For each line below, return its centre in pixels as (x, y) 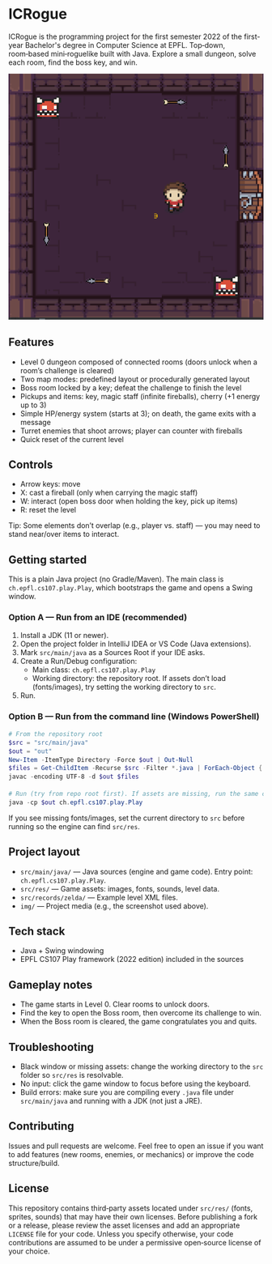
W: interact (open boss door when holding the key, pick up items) (129, 501)
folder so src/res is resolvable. (72, 1075)
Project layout (45, 852)
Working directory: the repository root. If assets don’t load (129, 678)
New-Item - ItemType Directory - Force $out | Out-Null (101, 760)
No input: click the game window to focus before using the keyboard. (135, 1083)
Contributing (41, 1126)
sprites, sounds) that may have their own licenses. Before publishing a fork (133, 1216)
